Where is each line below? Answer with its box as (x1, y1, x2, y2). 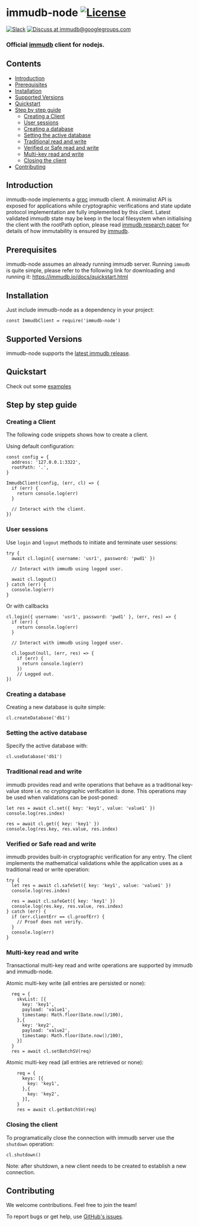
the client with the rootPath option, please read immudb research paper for (6, 221, 189, 228)
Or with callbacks (6, 602, 49, 609)
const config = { (6, 454, 49, 460)
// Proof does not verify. (17, 919, 84, 925)
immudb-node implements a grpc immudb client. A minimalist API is (6, 196, 172, 203)
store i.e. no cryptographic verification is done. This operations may (20, 787, 187, 794)
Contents (6, 59, 42, 69)
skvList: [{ (17, 996, 46, 1002)
